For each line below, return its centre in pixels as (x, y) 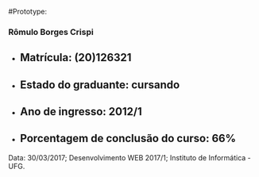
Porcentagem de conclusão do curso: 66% (128, 139)
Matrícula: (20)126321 (75, 58)
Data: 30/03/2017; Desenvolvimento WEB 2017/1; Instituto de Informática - (130, 157)
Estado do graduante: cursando (100, 85)
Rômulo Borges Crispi (51, 32)
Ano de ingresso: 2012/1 (81, 112)
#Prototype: (28, 12)
